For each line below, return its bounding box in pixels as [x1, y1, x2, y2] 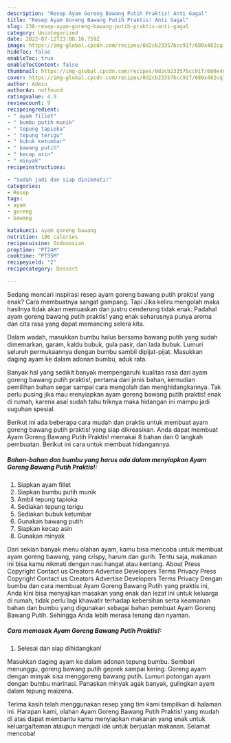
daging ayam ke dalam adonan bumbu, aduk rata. [7, 355, 148, 363]
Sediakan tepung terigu [16, 502, 84, 510]
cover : [7, 74, 26, 81]
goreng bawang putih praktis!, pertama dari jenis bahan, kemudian [7, 375, 196, 384]
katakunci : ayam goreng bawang [7, 227, 97, 234]
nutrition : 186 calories [7, 233, 78, 240]
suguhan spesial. [7, 404, 56, 413]
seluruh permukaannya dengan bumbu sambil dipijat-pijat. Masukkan [7, 347, 203, 355]
